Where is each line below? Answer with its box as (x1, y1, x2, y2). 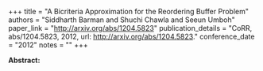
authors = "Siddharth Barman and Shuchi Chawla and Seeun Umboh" (8, 15, 236, 24)
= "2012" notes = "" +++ (8, 40, 89, 50)
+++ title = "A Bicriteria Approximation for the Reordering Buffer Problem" (8, 7, 249, 16)
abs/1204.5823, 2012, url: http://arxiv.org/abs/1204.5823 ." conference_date (8, 32, 255, 41)
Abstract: (8, 55, 41, 65)
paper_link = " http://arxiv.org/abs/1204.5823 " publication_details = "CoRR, (8, 24, 253, 32)
